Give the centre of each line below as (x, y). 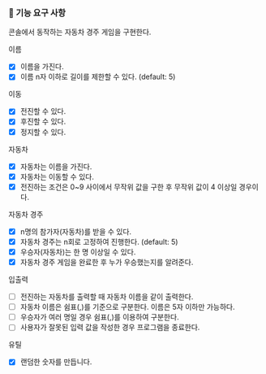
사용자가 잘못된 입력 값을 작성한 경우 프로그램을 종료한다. (110, 328)
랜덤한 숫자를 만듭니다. (56, 362)
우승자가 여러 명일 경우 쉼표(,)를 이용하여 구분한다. (100, 317)
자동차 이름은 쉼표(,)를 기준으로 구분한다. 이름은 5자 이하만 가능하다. (127, 307)
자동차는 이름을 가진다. (56, 166)
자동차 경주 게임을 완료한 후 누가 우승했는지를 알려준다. (107, 262)
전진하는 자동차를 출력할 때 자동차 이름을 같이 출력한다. (107, 297)
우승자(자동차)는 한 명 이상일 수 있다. (78, 252)
